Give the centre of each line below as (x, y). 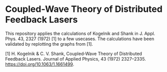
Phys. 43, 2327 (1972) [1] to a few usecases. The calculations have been (80, 39)
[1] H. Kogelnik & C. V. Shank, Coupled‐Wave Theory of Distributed (74, 54)
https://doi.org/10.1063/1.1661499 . (40, 64)
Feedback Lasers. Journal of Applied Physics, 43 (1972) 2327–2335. (75, 59)
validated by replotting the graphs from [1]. (49, 44)
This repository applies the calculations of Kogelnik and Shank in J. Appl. (80, 33)
